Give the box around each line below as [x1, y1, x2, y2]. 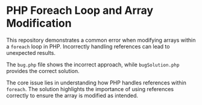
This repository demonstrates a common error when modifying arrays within [6, 36, 196, 43]
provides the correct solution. [6, 67, 80, 74]
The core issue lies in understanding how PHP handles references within [6, 79, 187, 86]
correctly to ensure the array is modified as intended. [6, 92, 139, 99]
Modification [6, 16, 72, 30]
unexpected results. [6, 49, 56, 56]
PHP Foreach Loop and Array [6, 4, 154, 17]
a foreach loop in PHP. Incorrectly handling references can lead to [6, 43, 170, 50]
